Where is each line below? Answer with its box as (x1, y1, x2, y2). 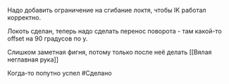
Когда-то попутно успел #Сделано (7, 69, 112, 77)
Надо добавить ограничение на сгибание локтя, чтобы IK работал (7, 6, 206, 14)
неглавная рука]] (7, 55, 58, 64)
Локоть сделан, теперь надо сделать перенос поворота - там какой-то (7, 27, 222, 35)
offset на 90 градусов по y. (7, 34, 88, 43)
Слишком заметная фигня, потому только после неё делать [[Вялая (7, 48, 212, 56)
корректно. (7, 13, 41, 22)
